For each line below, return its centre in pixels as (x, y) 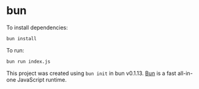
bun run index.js (28, 62)
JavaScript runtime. (42, 79)
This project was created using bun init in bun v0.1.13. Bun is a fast (91, 73)
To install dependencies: (37, 27)
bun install (21, 38)
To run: (15, 50)
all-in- (185, 73)
